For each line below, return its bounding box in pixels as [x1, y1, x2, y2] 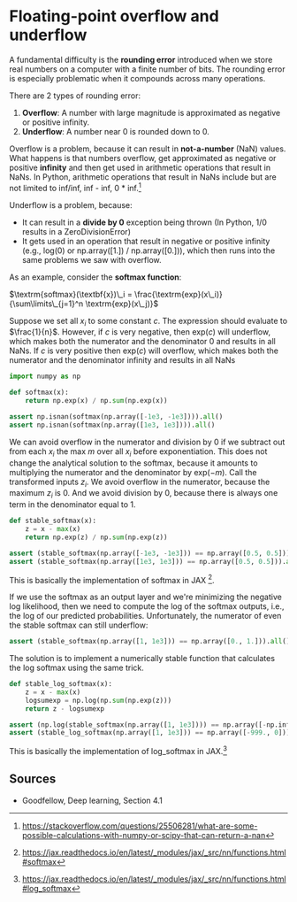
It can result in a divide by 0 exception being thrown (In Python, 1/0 [21, 217, 268, 227]
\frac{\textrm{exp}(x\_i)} [133, 289, 224, 299]
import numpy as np [9, 372, 81, 382]
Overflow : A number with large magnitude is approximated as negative [21, 107, 281, 118]
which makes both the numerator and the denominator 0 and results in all [9, 336, 276, 347]
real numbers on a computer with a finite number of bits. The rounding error [9, 64, 286, 74]
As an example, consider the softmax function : [9, 272, 182, 282]
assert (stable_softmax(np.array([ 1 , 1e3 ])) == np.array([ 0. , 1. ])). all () [9, 637, 291, 646]
